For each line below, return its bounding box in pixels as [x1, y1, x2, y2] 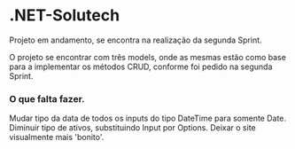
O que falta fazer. [9, 92, 85, 105]
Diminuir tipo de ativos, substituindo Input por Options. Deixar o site [9, 122, 256, 133]
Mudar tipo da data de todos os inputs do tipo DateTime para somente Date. [9, 113, 286, 124]
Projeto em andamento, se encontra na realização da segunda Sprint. [9, 35, 263, 45]
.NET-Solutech [9, 5, 120, 26]
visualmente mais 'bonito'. [9, 132, 105, 143]
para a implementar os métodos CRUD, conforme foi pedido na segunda [9, 61, 273, 72]
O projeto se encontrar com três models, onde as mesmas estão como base [9, 51, 286, 62]
